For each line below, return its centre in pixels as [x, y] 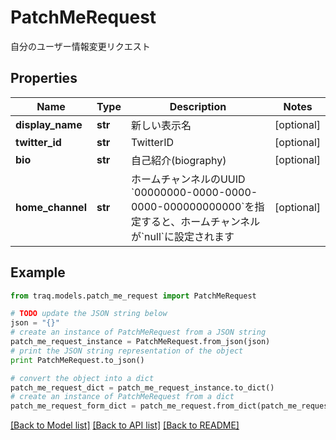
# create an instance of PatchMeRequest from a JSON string [138, 332]
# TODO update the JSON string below [89, 314]
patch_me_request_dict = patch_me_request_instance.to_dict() [142, 387]
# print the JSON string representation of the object [127, 351]
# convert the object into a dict [82, 378]
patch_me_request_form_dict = [73, 406]
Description [198, 106]
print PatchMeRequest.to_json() [77, 360]
